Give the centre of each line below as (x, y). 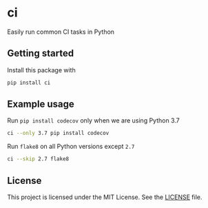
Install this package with (41, 70)
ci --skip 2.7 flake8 (38, 159)
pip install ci (29, 83)
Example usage (41, 104)
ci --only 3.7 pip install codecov (58, 133)
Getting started (41, 53)
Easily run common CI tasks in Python (61, 32)
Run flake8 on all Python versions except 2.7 (71, 147)
